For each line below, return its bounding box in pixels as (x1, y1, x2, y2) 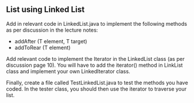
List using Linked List (6, 5, 85, 15)
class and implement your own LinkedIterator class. (6, 67, 131, 75)
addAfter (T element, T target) (14, 37, 87, 44)
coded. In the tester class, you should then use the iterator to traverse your (6, 85, 187, 92)
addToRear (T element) (14, 44, 71, 51)
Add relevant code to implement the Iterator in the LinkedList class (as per (6, 55, 185, 62)
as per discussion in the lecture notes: (6, 26, 98, 33)
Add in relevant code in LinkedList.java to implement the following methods (6, 20, 188, 27)
